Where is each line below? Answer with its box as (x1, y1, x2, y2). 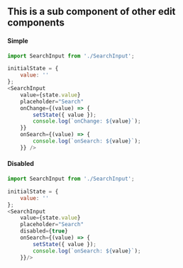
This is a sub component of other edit (7, 6, 176, 18)
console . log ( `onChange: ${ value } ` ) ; (33, 118, 141, 125)
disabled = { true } (20, 228, 69, 235)
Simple (7, 36, 28, 45)
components (7, 17, 65, 29)
